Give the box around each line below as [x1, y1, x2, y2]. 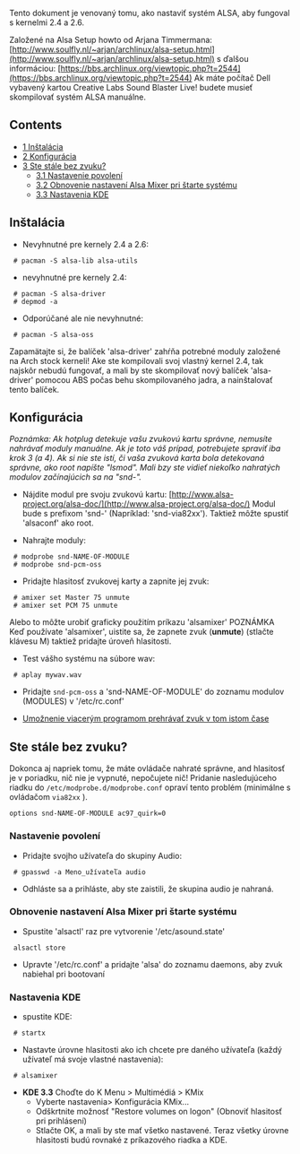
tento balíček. [9, 384, 60, 395]
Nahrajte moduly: [21, 535, 87, 546]
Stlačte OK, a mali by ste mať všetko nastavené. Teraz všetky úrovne [35, 1125, 289, 1136]
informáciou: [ [9, 63, 61, 74]
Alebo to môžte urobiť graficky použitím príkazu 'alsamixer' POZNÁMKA [9, 617, 275, 628]
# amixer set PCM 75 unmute [13, 601, 118, 611]
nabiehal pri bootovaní [21, 968, 106, 979]
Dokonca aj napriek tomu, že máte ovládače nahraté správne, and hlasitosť [9, 763, 286, 774]
